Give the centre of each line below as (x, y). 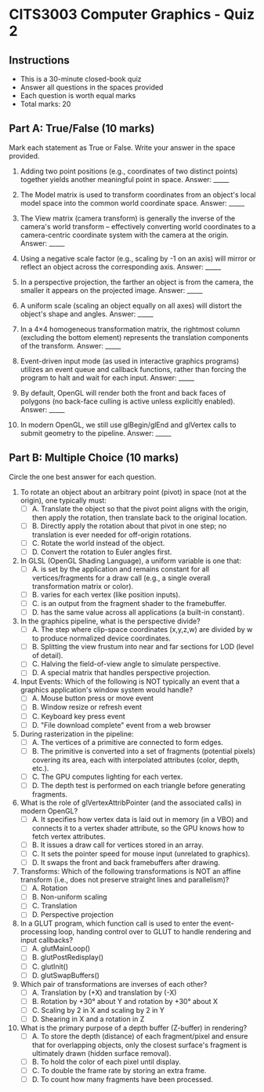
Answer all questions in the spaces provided (92, 87)
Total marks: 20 (45, 104)
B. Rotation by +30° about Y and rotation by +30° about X (125, 1001)
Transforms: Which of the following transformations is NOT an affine (130, 871)
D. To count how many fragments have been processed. (123, 1079)
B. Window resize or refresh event (87, 707)
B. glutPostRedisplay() (68, 957)
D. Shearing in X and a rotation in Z (88, 1019)
